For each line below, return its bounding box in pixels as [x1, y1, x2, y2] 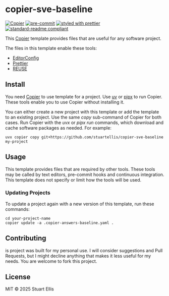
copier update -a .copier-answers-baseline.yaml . [5, 220, 114, 225]
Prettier [12, 60, 28, 66]
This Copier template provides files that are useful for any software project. [5, 35, 161, 41]
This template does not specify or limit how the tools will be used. [5, 176, 142, 183]
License [5, 273, 31, 281]
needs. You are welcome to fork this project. [5, 258, 97, 264]
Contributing [5, 234, 46, 243]
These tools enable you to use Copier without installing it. [5, 99, 125, 105]
